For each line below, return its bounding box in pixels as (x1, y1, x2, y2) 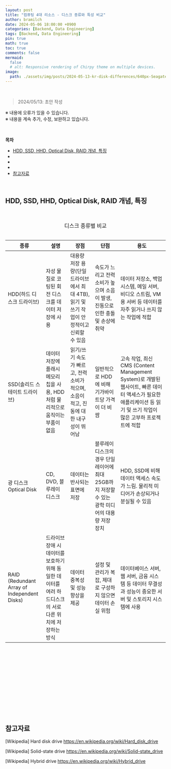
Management (120, 368, 153, 375)
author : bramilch (5, 17, 42, 22)
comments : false (5, 50, 40, 55)
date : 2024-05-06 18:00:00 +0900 (5, 21, 76, 27)
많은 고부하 (120, 414, 146, 421)
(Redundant (8, 577, 36, 584)
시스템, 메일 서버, (120, 282, 159, 290)
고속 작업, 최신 (120, 355, 153, 362)
